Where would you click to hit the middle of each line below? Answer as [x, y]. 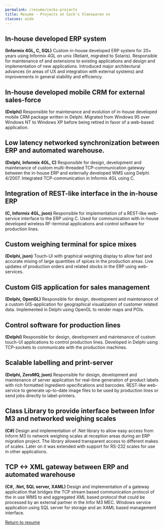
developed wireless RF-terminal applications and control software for [75, 223]
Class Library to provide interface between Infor [80, 411]
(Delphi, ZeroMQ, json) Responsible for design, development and [71, 374]
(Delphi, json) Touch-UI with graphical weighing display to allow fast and [79, 256]
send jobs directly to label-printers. [40, 395]
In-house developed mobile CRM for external [75, 92]
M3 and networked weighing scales [61, 419]
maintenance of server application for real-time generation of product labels [82, 380]
